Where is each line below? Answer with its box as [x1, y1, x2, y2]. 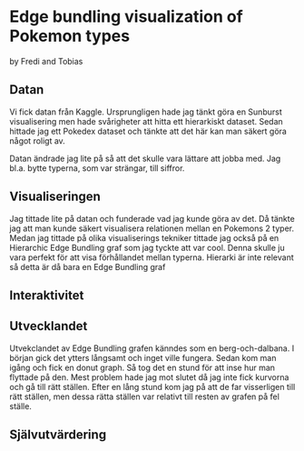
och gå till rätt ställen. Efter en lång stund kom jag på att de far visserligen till [9, 381, 296, 392]
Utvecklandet [9, 318, 88, 334]
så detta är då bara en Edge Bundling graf [9, 261, 166, 272]
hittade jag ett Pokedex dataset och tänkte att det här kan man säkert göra [9, 125, 288, 136]
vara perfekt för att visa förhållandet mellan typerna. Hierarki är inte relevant [9, 252, 295, 263]
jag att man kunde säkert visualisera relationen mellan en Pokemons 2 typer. [9, 223, 295, 234]
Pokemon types [9, 25, 130, 46]
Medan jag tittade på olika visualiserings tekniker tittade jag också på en [9, 232, 279, 243]
